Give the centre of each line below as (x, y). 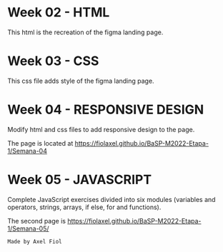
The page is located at (40, 143)
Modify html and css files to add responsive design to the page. (101, 129)
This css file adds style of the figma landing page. (81, 81)
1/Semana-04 (28, 151)
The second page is (37, 221)
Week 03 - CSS (53, 61)
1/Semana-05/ (28, 228)
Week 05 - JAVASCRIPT (80, 180)
